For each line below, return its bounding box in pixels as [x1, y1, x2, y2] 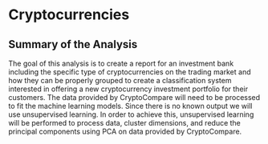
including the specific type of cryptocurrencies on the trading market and [8, 67, 251, 77]
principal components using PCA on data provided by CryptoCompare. [8, 126, 242, 136]
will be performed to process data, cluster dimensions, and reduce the [8, 118, 241, 127]
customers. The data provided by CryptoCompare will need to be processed [8, 93, 261, 102]
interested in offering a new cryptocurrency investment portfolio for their [8, 84, 249, 94]
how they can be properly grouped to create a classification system [8, 76, 232, 85]
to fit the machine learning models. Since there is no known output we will [8, 102, 253, 110]
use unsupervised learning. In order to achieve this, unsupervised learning [8, 110, 254, 119]
